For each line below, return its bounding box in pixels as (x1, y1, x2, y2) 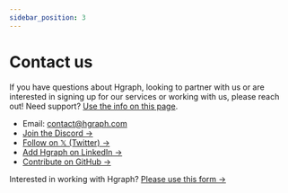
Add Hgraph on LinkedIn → (22, 146, 123, 157)
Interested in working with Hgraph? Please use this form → (9, 173, 227, 184)
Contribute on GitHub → (22, 156, 112, 167)
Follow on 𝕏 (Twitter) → (22, 136, 110, 148)
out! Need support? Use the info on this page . (9, 101, 179, 111)
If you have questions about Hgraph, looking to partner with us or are (9, 82, 265, 92)
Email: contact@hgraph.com (22, 118, 127, 128)
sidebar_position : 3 (9, 13, 87, 22)
